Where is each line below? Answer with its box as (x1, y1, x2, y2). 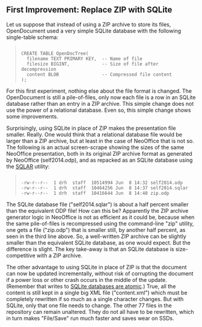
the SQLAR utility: (6, 162, 50, 170)
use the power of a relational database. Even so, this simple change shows (6, 106, 191, 114)
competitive (6, 252, 36, 259)
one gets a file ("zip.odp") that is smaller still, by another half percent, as (6, 226, 186, 233)
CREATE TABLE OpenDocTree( (20, 50, 89, 57)
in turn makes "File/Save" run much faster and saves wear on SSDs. (6, 314, 174, 322)
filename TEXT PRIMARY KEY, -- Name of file (26, 55, 142, 62)
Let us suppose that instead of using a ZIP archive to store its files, (6, 20, 171, 28)
